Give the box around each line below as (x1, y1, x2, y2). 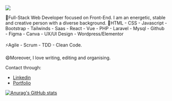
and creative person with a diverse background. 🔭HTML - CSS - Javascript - (5, 20, 167, 26)
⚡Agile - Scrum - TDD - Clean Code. (5, 42, 82, 48)
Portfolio (12, 80, 31, 86)
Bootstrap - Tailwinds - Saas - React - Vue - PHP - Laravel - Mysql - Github (5, 26, 165, 31)
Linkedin (12, 74, 31, 81)
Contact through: (5, 65, 42, 70)
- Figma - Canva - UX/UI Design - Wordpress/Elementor (5, 31, 124, 37)
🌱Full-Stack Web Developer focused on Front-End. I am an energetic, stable (5, 15, 166, 20)
